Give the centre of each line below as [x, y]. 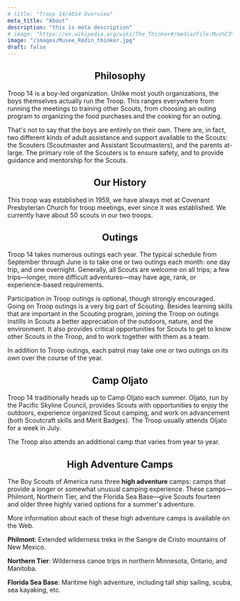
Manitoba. [22, 569]
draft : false [27, 47]
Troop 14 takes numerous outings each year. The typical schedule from [112, 255]
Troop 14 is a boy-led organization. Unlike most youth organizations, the [113, 93]
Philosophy [120, 76]
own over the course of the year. [55, 358]
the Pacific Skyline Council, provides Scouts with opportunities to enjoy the [118, 405]
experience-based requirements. [56, 285]
